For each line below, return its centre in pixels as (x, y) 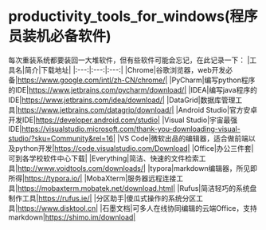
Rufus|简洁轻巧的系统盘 (218, 188)
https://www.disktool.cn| (58, 208)
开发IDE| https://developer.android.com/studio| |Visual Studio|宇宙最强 (123, 120)
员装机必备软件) (60, 36)
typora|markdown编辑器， (193, 168)
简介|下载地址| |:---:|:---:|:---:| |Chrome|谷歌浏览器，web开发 (125, 69)
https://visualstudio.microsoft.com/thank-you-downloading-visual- (131, 129)
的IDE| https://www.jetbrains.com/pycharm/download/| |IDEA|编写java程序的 (133, 89)
